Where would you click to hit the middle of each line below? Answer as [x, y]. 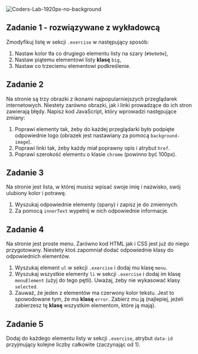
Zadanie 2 [25, 85]
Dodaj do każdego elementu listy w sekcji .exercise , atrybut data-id [90, 338]
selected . [26, 287]
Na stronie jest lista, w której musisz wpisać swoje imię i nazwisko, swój [94, 187]
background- [165, 136]
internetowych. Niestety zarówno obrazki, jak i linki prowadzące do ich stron [99, 105]
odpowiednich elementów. [38, 256]
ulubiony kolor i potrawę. [36, 193]
